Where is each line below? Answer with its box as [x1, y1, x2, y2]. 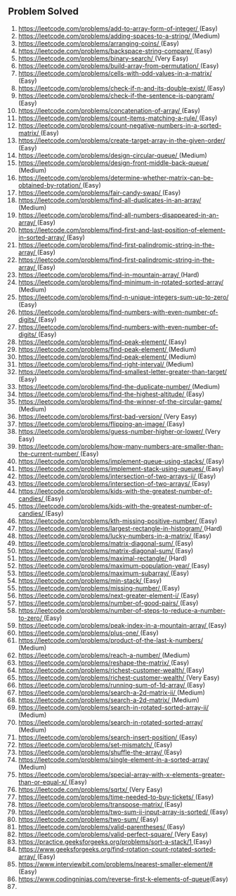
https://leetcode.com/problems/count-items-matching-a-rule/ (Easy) [18, 114, 218, 122]
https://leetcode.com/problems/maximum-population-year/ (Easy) [18, 561, 210, 569]
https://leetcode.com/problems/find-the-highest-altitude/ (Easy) [18, 390, 205, 398]
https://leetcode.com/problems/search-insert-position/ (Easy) [18, 733, 198, 742]
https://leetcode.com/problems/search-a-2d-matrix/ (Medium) [18, 695, 199, 704]
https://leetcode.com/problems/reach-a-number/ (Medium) [18, 651, 190, 659]
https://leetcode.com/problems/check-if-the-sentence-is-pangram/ [18, 91, 215, 100]
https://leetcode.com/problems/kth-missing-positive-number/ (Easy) [18, 516, 218, 525]
